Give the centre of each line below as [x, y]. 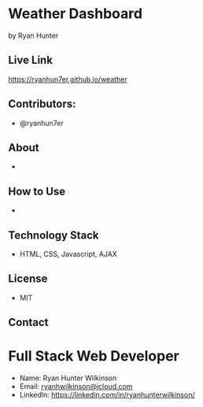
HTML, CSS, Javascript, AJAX [68, 254]
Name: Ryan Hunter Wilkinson [68, 378]
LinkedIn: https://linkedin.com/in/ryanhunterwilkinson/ [107, 395]
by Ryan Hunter [33, 35]
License [28, 279]
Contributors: [42, 104]
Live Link [31, 60]
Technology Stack [54, 235]
